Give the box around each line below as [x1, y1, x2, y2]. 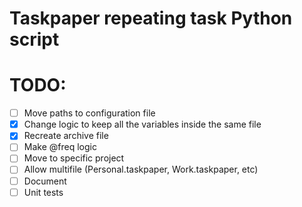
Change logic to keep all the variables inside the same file [23, 118, 262, 131]
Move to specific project [23, 152, 125, 164]
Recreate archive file [23, 130, 109, 142]
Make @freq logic [23, 141, 97, 153]
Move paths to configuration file [23, 107, 156, 119]
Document [23, 175, 67, 187]
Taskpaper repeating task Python [9, 7, 293, 30]
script [9, 28, 60, 51]
